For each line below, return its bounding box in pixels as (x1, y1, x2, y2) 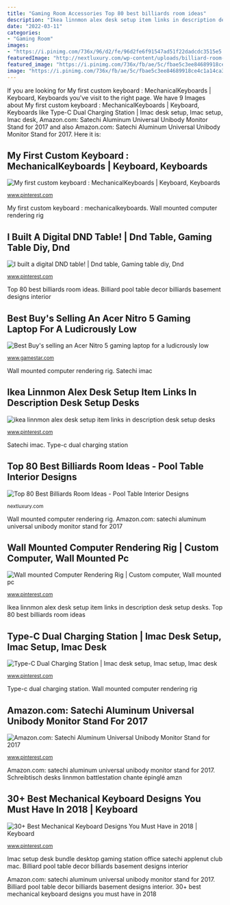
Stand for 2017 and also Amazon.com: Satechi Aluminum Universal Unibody (7, 123, 220, 131)
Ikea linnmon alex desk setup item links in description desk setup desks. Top (7, 603, 223, 612)
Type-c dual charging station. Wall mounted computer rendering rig (7, 685, 198, 693)
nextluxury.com (7, 503, 44, 509)
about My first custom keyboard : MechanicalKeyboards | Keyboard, (7, 101, 200, 109)
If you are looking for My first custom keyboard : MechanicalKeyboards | (7, 86, 212, 95)
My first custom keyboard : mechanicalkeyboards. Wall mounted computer (7, 204, 218, 213)
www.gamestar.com (7, 354, 55, 361)
